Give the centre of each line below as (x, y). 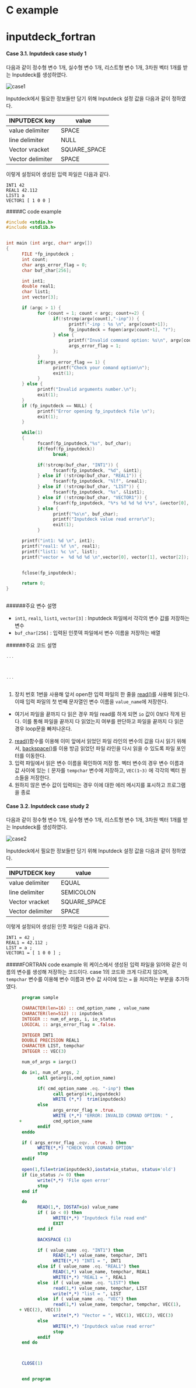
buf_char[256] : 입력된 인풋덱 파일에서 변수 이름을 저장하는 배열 (87, 633)
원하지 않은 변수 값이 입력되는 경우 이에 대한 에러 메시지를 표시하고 (90, 785)
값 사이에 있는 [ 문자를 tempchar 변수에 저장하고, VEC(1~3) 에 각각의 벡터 (97, 770)
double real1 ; (39, 286)
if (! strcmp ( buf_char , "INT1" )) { (78, 465)
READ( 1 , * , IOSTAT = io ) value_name (78, 1207)
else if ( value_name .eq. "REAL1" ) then (88, 1267)
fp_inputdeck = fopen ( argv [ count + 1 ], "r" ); (122, 329)
